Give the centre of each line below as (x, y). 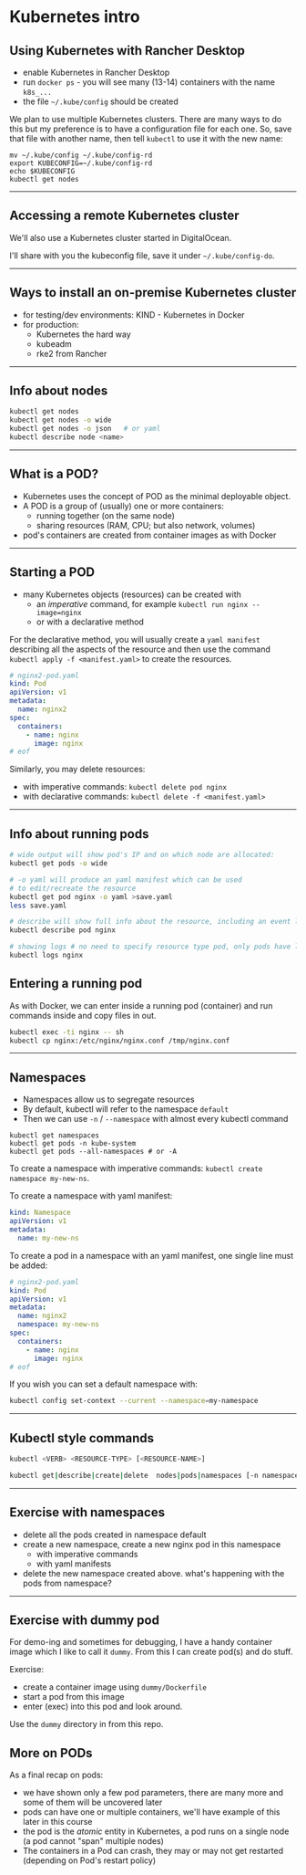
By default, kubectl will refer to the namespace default (126, 1109)
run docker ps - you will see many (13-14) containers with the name (149, 82)
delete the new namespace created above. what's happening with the (153, 1573)
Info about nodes (59, 391)
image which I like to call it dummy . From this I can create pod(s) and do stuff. (151, 1652)
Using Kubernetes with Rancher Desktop (127, 51)
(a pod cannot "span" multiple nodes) (93, 1841)
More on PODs (51, 1753)
